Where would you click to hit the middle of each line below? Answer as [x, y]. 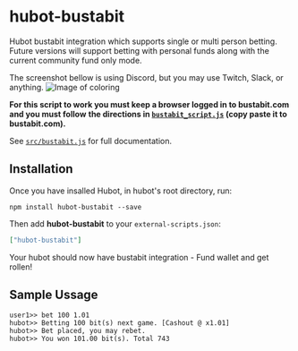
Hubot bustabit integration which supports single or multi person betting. [143, 41]
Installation [41, 169]
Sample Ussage [54, 295]
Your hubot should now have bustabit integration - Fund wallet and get [139, 257]
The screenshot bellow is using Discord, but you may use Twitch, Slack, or [146, 77]
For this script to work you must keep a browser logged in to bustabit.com [149, 104]
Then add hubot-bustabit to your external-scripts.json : [115, 223]
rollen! [21, 267]
